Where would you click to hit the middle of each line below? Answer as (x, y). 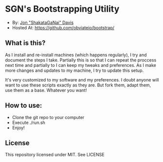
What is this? (25, 43)
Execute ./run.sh (29, 122)
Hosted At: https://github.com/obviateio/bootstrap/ (63, 27)
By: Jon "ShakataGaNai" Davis (43, 22)
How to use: (24, 106)
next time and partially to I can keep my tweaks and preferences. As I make (81, 65)
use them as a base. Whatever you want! (46, 90)
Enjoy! (18, 127)
